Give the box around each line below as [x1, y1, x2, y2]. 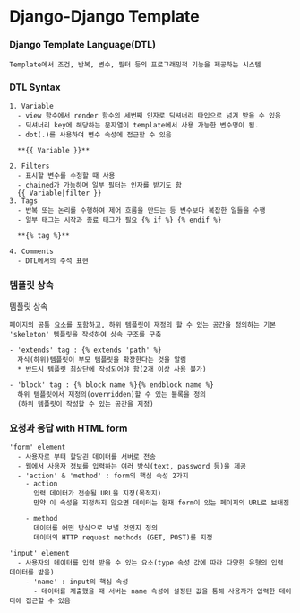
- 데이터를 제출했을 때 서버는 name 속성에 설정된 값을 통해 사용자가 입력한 [32, 587, 276, 596]
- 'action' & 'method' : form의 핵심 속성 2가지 [17, 471, 189, 481]
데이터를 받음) [9, 568, 55, 577]
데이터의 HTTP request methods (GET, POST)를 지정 [32, 533, 213, 542]
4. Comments [9, 247, 54, 256]
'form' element [9, 442, 66, 452]
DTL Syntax [9, 81, 61, 93]
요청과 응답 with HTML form [9, 422, 128, 434]
